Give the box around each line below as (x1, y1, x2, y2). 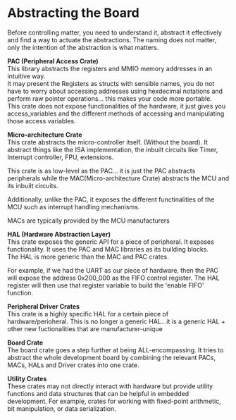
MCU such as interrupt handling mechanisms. (7, 202, 140, 211)
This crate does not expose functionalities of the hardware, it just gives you (7, 101, 226, 110)
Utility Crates (7, 374, 47, 383)
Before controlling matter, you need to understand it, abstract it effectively (7, 28, 222, 37)
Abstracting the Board (7, 5, 139, 21)
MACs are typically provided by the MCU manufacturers (7, 216, 170, 225)
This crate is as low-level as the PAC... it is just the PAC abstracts (7, 166, 196, 175)
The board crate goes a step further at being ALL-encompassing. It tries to (7, 345, 224, 354)
